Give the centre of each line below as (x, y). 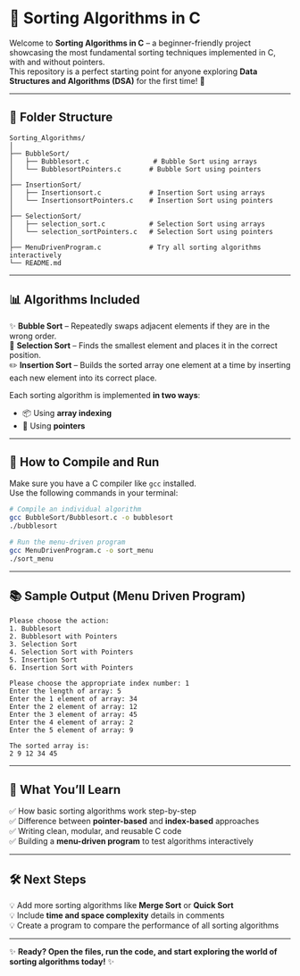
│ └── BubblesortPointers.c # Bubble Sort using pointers (135, 169)
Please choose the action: (59, 621)
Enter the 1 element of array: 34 (74, 699)
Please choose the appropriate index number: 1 (100, 684)
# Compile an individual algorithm (75, 509)
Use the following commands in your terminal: (94, 493)
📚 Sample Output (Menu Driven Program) (128, 596)
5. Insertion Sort (43, 660)
